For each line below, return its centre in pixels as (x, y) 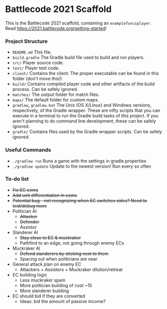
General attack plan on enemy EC (47, 264)
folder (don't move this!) (37, 79)
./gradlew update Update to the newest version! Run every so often (82, 166)
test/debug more (30, 206)
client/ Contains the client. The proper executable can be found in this (85, 73)
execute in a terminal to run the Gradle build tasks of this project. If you (85, 116)
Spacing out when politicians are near (59, 259)
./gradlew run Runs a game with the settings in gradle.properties (79, 161)
